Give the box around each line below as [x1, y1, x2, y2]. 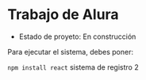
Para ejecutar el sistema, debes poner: [7, 47, 134, 56]
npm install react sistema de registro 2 [7, 62, 140, 72]
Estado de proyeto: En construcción [18, 32, 136, 41]
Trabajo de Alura [7, 6, 120, 24]
